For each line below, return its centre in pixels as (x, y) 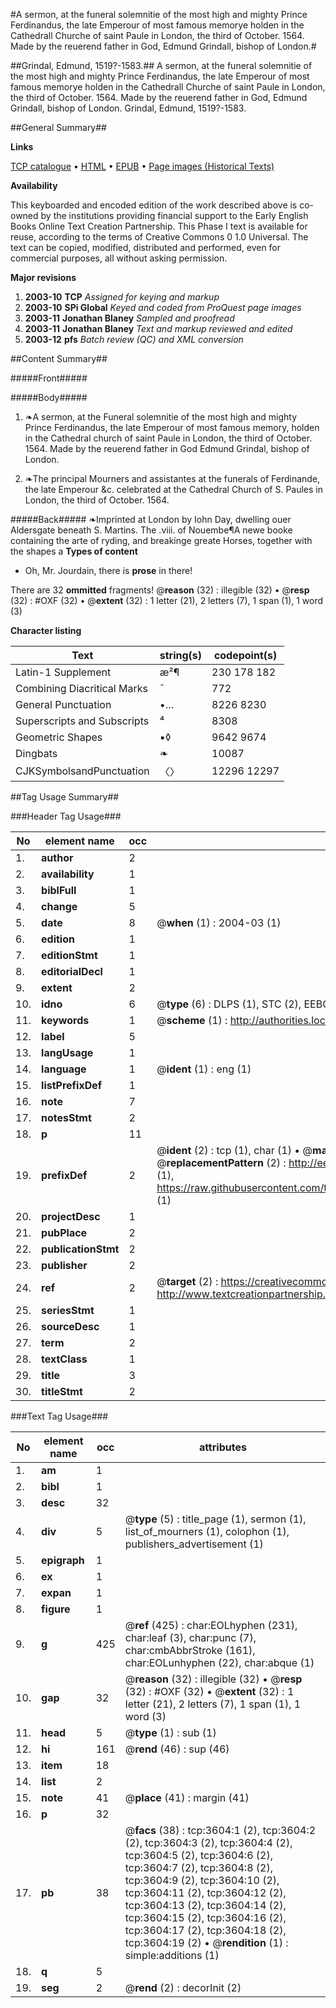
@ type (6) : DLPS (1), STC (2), (229, 1004)
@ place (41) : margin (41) (187, 1797)
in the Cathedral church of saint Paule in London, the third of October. (168, 438)
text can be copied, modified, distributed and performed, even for (146, 247)
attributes (222, 1447)
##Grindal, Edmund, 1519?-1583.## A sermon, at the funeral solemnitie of (161, 65)
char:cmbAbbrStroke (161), (190, 1650)
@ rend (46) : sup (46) (177, 1749)
